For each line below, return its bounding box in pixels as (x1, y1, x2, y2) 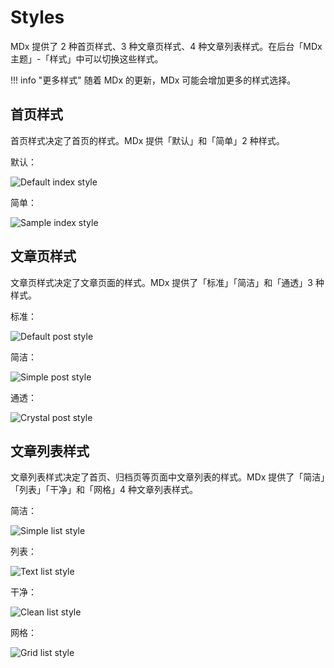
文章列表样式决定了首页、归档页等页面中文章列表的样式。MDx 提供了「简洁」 (10, 471, 326, 483)
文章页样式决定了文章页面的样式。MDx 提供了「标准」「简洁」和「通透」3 (10, 276, 313, 288)
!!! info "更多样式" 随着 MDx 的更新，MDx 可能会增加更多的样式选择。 (10, 74, 297, 86)
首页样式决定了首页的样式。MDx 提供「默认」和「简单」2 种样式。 (10, 134, 285, 146)
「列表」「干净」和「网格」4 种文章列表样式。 (10, 484, 198, 496)
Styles (10, 6, 65, 29)
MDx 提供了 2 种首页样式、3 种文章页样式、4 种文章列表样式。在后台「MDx (10, 40, 323, 52)
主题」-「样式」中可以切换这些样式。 (10, 52, 164, 65)
